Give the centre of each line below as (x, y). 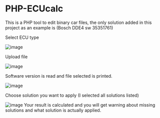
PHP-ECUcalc (34, 9)
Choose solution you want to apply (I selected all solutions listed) (72, 95)
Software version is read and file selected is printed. (59, 76)
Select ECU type (22, 37)
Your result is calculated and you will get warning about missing (90, 105)
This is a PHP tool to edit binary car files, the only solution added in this (78, 22)
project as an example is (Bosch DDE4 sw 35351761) (59, 27)
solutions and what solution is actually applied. (53, 110)
